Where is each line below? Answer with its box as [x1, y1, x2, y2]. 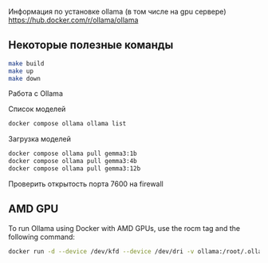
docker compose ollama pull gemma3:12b [8, 165, 141, 173]
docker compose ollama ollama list [8, 120, 127, 128]
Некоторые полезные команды [8, 38, 174, 52]
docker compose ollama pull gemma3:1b [8, 149, 137, 158]
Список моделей [8, 104, 66, 114]
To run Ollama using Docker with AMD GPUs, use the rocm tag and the [8, 223, 241, 233]
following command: [8, 232, 76, 241]
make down [8, 74, 41, 82]
